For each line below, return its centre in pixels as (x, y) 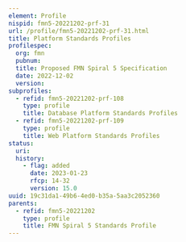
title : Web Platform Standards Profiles (91, 136)
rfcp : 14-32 (50, 181)
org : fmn (30, 53)
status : (21, 143)
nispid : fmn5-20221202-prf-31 (59, 23)
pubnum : (29, 61)
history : (30, 158)
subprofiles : (30, 91)
